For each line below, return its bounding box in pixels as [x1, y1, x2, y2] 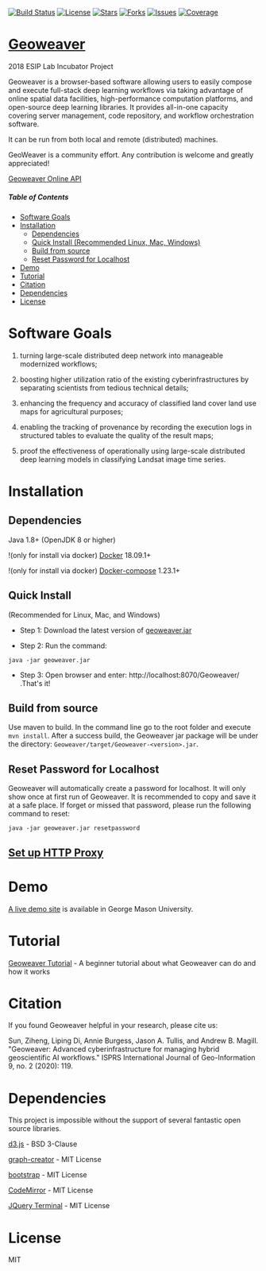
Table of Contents [8, 192, 69, 202]
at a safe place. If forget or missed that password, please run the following [8, 800, 252, 810]
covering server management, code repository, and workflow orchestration [8, 110, 254, 120]
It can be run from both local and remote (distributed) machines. [8, 134, 218, 144]
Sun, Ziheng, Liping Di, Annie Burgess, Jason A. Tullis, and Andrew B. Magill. [8, 1036, 259, 1045]
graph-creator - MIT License [8, 1155, 102, 1164]
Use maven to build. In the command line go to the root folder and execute [8, 723, 252, 732]
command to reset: [8, 809, 70, 819]
